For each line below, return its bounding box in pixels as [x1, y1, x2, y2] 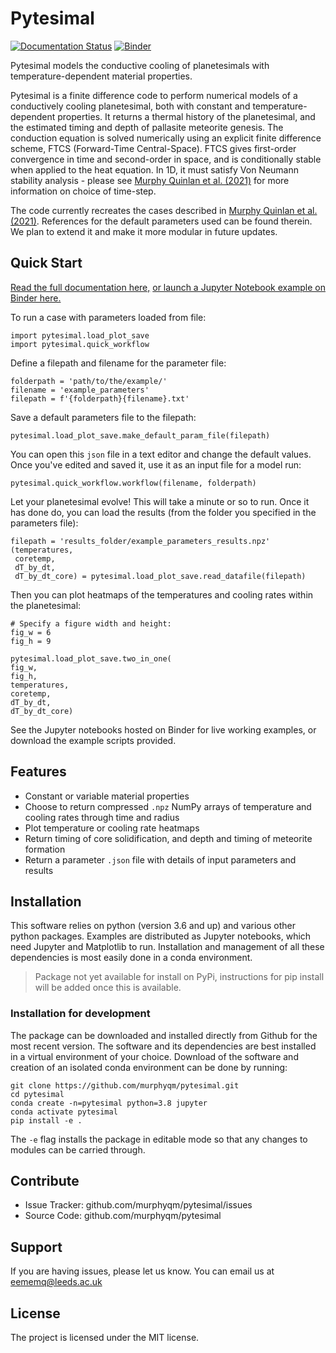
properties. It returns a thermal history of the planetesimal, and [57, 110, 316, 122]
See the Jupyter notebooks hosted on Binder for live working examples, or [10, 723, 317, 736]
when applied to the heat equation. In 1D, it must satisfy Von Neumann [10, 163, 300, 176]
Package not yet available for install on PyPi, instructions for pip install [34, 971, 325, 983]
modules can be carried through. [10, 1143, 146, 1156]
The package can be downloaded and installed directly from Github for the [10, 1029, 318, 1041]
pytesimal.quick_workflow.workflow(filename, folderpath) [10, 478, 257, 488]
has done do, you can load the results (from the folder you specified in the [10, 506, 317, 518]
